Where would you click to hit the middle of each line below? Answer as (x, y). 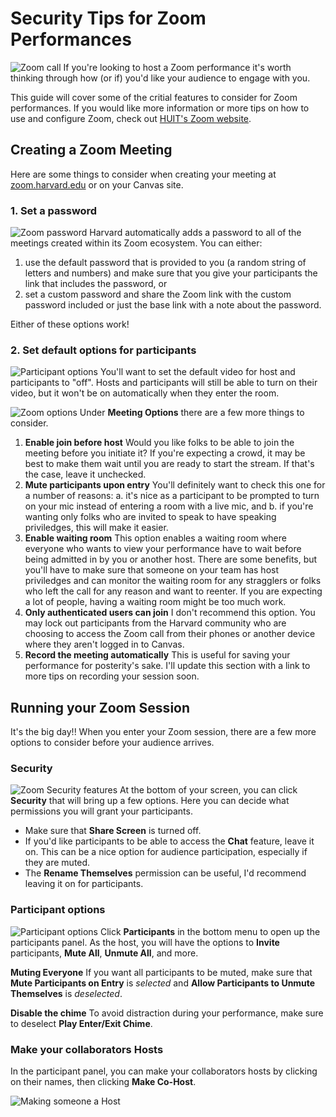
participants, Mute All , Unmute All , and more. (104, 953)
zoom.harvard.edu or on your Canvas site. (97, 184)
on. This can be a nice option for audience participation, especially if (166, 852)
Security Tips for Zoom (108, 18)
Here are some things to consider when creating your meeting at (143, 174)
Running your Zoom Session (100, 707)
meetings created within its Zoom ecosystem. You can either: (136, 243)
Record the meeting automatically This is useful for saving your (157, 655)
